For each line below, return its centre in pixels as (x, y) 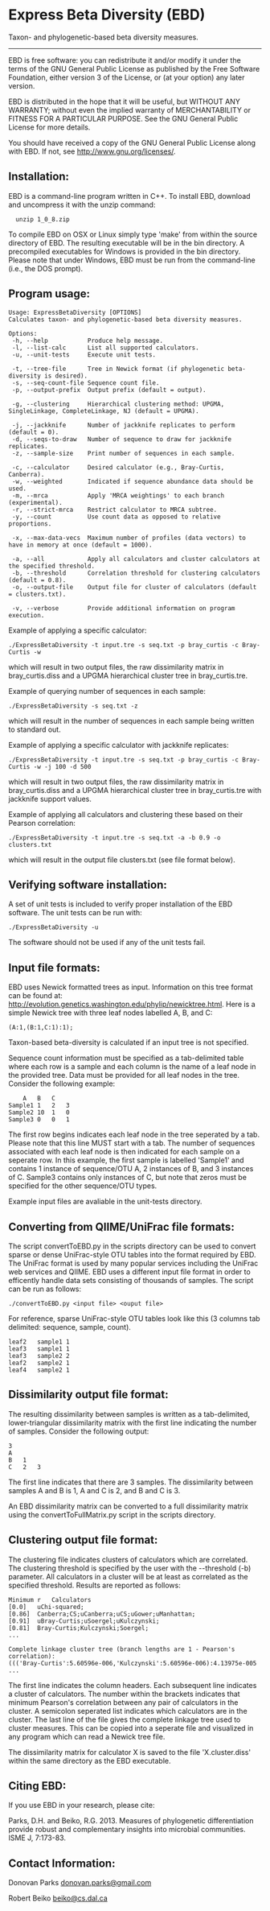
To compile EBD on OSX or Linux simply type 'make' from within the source (133, 234)
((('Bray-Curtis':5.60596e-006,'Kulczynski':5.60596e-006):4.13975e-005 (133, 1663)
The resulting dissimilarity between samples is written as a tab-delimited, (129, 1414)
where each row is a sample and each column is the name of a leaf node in (132, 1067)
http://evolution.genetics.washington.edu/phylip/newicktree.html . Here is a (132, 1005)
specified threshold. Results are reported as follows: (94, 1585)
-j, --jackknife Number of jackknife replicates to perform (123, 425)
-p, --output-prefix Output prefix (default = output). (109, 390)
